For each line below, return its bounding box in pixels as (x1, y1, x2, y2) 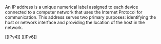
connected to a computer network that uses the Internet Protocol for (5, 9, 142, 15)
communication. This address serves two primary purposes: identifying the (5, 15, 156, 20)
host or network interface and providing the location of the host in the (5, 19, 145, 25)
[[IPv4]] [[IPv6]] (5, 34, 37, 40)
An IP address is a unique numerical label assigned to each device (5, 4, 138, 10)
